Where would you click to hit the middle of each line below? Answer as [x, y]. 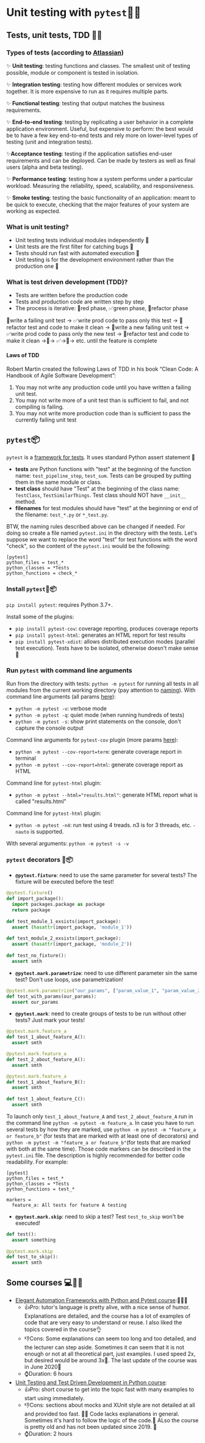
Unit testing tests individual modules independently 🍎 [82, 240]
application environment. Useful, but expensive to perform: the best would [100, 128]
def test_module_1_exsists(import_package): [64, 921]
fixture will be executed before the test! [64, 882]
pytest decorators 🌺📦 [40, 860]
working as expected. [34, 211]
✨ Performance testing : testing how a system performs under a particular [100, 179]
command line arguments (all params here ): [61, 697]
